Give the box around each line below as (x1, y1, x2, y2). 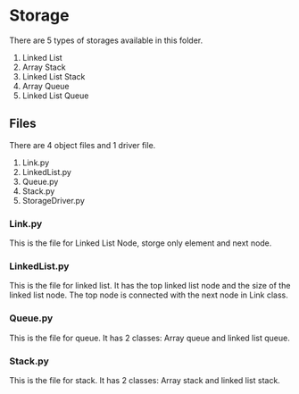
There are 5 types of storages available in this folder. (9, 35, 203, 46)
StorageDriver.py (21, 195, 85, 205)
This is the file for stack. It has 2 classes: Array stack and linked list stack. (9, 374, 281, 385)
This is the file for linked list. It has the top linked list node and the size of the (9, 281, 291, 291)
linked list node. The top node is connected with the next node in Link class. (9, 289, 288, 300)
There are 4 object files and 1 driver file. (9, 139, 156, 150)
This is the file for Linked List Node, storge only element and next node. (9, 238, 272, 248)
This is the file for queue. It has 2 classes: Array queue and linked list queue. (9, 332, 290, 343)
